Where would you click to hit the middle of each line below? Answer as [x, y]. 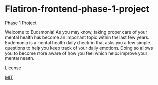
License [13, 68]
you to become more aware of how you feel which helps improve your [76, 53]
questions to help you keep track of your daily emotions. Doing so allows [79, 48]
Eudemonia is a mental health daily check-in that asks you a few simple [78, 42]
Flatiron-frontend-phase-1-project [77, 9]
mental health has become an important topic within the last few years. [77, 37]
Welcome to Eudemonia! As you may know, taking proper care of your [76, 32]
